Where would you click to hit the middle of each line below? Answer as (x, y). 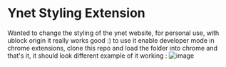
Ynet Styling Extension (77, 13)
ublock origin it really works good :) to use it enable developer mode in (111, 40)
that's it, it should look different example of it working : (87, 56)
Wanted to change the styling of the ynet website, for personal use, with (113, 33)
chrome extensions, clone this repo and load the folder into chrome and (112, 48)
